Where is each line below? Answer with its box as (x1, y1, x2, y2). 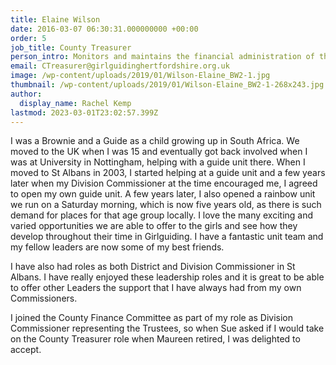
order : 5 (10, 33, 47, 43)
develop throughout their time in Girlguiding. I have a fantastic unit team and (10, 231, 324, 243)
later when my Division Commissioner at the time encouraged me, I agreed (10, 177, 318, 190)
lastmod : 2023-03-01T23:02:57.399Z (10, 107, 159, 118)
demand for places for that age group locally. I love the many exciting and (10, 209, 314, 221)
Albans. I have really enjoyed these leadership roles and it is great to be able (10, 271, 325, 283)
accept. (10, 344, 42, 356)
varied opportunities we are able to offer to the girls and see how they (10, 220, 298, 232)
